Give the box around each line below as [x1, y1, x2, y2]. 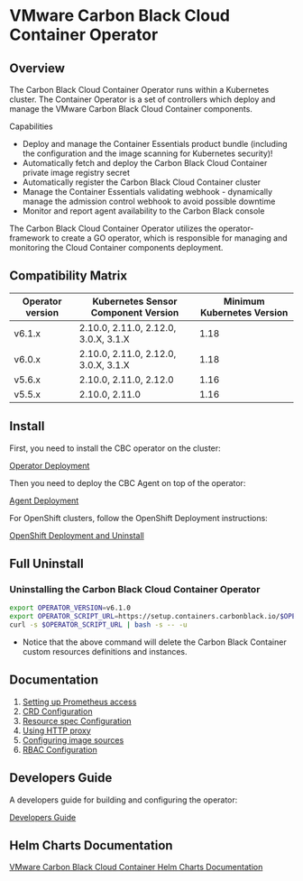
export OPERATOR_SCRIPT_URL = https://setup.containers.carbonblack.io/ [9, 612, 280, 621]
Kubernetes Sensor [92, 295, 178, 307]
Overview [9, 60, 66, 76]
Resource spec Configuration [22, 715, 133, 726]
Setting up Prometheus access [22, 696, 137, 707]
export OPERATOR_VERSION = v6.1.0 [9, 603, 131, 613]
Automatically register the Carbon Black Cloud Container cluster [22, 177, 262, 188]
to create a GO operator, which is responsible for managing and [51, 233, 288, 243]
